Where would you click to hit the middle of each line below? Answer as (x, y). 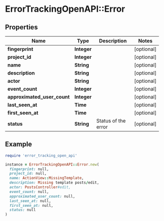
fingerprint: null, (29, 169)
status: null (23, 210)
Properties (21, 27)
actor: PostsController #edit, (40, 187)
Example (19, 144)
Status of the (111, 121)
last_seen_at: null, (30, 201)
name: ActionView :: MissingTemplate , (47, 178)
